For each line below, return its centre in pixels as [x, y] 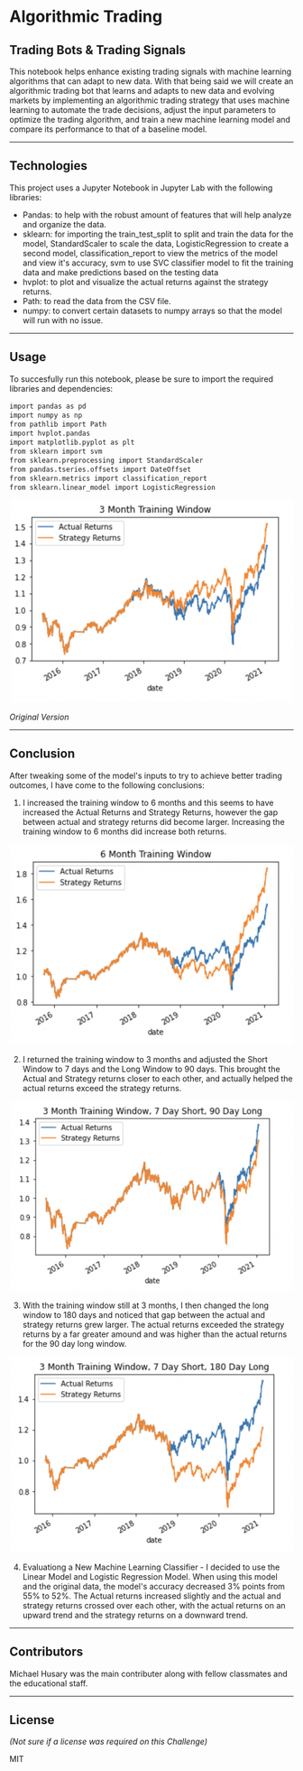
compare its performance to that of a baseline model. [108, 129]
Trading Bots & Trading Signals [98, 50]
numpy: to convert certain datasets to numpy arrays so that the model [152, 311]
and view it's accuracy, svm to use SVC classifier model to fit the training [158, 263]
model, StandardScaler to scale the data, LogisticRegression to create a [156, 243]
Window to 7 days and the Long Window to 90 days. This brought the [151, 1069]
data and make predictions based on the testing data [120, 272]
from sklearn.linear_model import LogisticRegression [113, 487]
